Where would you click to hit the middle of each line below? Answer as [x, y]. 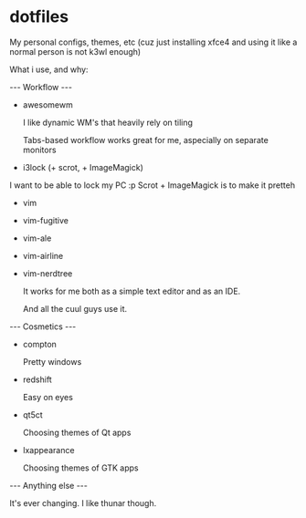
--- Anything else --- [49, 485]
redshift [37, 379]
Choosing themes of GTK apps [80, 468]
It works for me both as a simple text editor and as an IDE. [132, 291]
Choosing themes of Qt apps [77, 432]
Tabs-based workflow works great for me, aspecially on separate [146, 140]
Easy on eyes [47, 397]
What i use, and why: [49, 69]
